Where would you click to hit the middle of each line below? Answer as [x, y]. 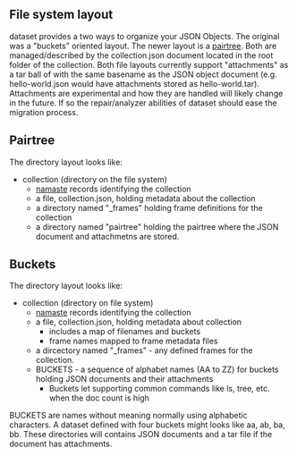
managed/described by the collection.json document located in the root [141, 55]
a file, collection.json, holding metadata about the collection [146, 198]
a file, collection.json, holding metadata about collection [139, 322]
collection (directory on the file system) [95, 179]
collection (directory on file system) [88, 303]
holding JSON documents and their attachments [124, 379]
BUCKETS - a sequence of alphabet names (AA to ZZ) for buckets [157, 369]
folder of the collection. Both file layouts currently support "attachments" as [149, 64]
